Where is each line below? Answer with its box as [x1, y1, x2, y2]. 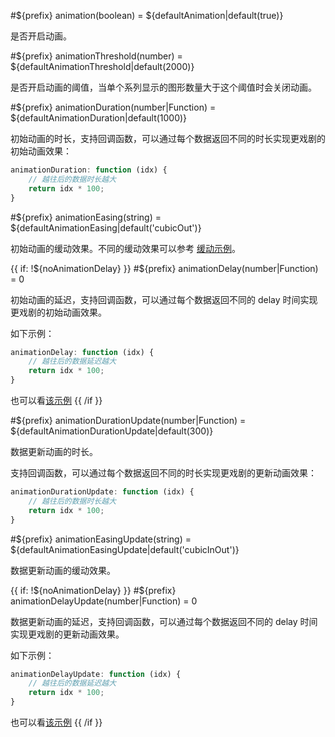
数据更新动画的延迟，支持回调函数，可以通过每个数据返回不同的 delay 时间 [10, 615, 318, 627]
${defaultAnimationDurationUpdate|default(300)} [10, 425, 214, 437]
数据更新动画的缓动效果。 [10, 564, 116, 576]
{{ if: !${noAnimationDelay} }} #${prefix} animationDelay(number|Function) [10, 262, 319, 274]
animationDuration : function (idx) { [10, 165, 168, 175]
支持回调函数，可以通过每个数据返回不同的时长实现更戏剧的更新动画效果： [10, 467, 317, 479]
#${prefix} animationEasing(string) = [10, 211, 162, 223]
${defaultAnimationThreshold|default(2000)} [10, 61, 195, 72]
